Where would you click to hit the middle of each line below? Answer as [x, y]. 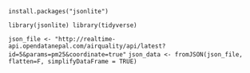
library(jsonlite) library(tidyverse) [73, 25]
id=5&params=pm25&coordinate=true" [67, 55]
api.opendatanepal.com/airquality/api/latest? [87, 46]
